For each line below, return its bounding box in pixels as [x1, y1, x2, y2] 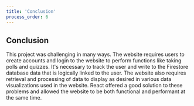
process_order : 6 [6, 14, 49, 20]
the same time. [6, 94, 42, 101]
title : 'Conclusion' [6, 8, 57, 15]
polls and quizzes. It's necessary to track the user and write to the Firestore [6, 63, 189, 70]
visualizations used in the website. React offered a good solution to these [6, 82, 183, 89]
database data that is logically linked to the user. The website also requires [6, 69, 186, 76]
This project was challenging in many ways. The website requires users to [6, 51, 185, 58]
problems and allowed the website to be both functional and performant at [6, 88, 186, 95]
